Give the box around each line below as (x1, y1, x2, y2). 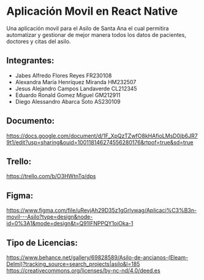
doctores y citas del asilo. (6, 37, 71, 45)
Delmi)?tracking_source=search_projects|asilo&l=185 (6, 260, 140, 268)
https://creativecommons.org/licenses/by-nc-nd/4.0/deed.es (6, 267, 161, 274)
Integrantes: (6, 55, 55, 66)
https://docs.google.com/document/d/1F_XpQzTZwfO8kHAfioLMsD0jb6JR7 (6, 132, 198, 139)
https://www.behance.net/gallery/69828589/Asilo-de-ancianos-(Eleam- (6, 254, 189, 261)
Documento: (6, 115, 55, 126)
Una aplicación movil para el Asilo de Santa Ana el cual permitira (6, 25, 169, 32)
